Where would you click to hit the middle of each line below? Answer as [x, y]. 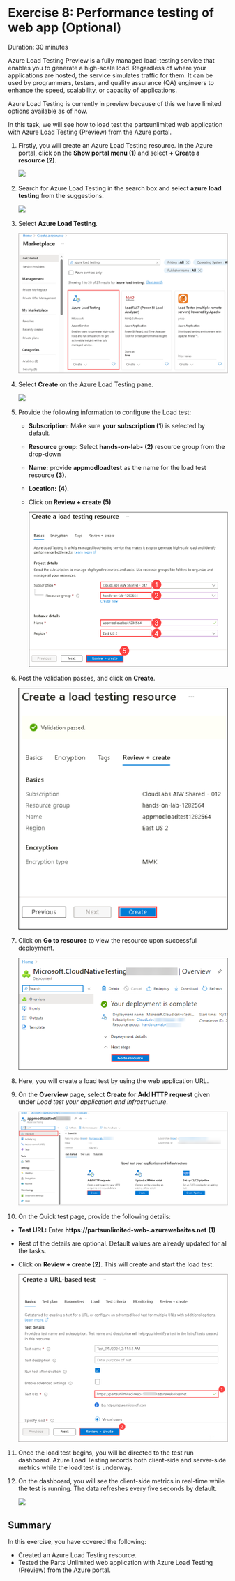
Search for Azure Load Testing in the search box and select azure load [120, 188]
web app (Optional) [65, 28]
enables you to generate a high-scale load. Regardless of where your [107, 68]
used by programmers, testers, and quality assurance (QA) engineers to [111, 82]
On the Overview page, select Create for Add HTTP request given [114, 1094]
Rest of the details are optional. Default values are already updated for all [123, 1243]
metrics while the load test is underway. [75, 1468]
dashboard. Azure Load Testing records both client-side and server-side [122, 1460]
